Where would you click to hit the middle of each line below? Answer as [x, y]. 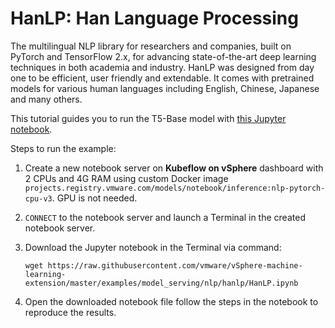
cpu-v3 [38, 198]
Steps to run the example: [63, 148]
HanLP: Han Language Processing [154, 18]
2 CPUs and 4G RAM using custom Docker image [126, 178]
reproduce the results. [70, 312]
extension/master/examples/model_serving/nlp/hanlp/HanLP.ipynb [161, 283]
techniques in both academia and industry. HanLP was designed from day [162, 67]
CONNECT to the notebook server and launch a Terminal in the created [165, 217]
